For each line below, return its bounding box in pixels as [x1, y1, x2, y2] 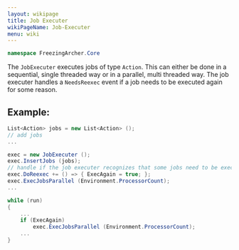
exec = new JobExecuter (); [7, 151, 91, 158]
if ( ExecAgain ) [20, 217, 65, 224]
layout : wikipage [7, 10, 59, 18]
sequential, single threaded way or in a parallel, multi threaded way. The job [7, 71, 229, 79]
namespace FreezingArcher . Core [7, 50, 100, 57]
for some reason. [7, 85, 58, 94]
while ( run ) [7, 197, 43, 204]
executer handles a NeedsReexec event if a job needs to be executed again [7, 78, 223, 86]
